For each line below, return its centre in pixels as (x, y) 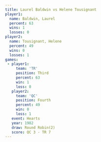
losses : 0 (19, 32)
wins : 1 (17, 28)
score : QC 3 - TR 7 (31, 132)
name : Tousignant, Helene (36, 41)
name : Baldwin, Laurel (32, 19)
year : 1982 (23, 123)
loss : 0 (24, 87)
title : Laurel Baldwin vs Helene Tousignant (51, 10)
